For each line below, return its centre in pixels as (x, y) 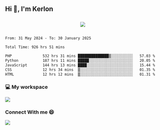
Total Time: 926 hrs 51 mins (35, 47)
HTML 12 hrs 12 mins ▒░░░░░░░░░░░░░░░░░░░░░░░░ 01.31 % (80, 74)
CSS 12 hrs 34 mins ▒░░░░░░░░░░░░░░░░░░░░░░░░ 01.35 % (80, 70)
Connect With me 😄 (30, 112)
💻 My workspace (27, 87)
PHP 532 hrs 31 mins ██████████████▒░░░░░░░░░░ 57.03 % (80, 56)
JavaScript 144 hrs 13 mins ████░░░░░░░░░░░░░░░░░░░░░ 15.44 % (80, 65)
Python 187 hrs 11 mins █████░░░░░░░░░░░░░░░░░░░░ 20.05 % (80, 61)
